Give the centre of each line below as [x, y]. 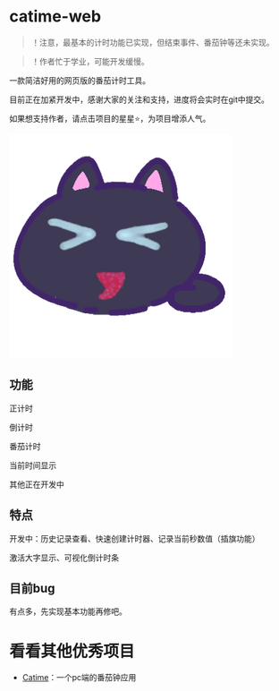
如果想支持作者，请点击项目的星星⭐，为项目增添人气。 [110, 118]
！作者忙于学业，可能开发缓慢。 [90, 61]
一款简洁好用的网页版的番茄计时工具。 [80, 80]
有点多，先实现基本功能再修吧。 [68, 611]
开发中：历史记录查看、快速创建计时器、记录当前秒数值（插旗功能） [135, 538]
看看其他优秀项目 [72, 651]
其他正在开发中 [37, 484]
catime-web [55, 17]
